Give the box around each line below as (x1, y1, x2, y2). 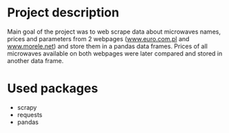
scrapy (17, 103, 37, 111)
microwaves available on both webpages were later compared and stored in (7, 49, 223, 58)
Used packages (7, 81, 99, 97)
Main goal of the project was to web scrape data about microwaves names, (7, 27, 221, 36)
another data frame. (7, 56, 64, 64)
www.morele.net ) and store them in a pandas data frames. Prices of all (7, 42, 208, 50)
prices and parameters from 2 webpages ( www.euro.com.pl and (7, 34, 190, 43)
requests (17, 110, 43, 119)
